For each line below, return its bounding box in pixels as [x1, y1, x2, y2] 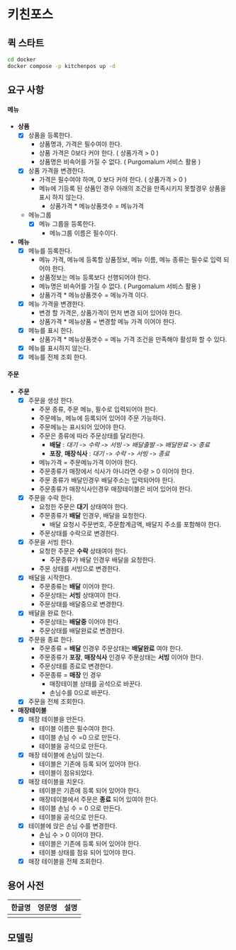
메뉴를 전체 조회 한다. [28, 352, 87, 361]
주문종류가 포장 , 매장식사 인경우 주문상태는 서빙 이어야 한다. [38, 653, 203, 662]
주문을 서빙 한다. [28, 538, 74, 546]
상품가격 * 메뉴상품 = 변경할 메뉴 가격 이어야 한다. [38, 317, 176, 326]
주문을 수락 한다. [28, 494, 74, 502]
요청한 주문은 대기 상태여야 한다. [38, 502, 128, 511]
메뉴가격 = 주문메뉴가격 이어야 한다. [38, 458, 138, 467]
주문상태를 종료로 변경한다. [38, 662, 113, 670]
